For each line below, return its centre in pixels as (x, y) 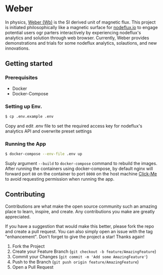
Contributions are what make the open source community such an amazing (81, 206)
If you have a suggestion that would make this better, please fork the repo (80, 226)
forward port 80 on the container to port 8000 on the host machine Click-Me (81, 174)
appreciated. (18, 217)
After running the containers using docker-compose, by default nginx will (79, 168)
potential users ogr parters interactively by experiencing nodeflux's (73, 32)
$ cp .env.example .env (29, 116)
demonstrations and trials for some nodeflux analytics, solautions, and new (81, 43)
